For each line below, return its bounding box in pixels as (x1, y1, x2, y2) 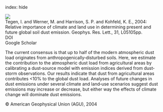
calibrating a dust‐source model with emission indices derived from (5, 65, 143, 71)
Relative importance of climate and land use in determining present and (5, 24, 152, 30)
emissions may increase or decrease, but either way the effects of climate (5, 86, 157, 92)
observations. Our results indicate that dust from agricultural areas (18, 70, 155, 76)
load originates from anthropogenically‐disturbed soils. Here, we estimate (5, 55, 156, 60)
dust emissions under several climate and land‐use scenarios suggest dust (5, 81, 158, 87)
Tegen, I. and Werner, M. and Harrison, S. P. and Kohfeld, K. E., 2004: (5, 19, 148, 24)
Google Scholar (5, 40, 37, 46)
